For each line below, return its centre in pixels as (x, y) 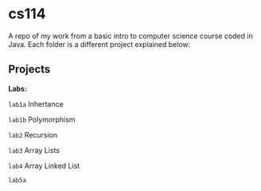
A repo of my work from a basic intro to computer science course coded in (130, 36)
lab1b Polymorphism (42, 119)
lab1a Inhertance (36, 103)
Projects (29, 70)
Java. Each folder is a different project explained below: (99, 44)
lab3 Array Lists (34, 150)
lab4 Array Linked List (44, 166)
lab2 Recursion (33, 134)
